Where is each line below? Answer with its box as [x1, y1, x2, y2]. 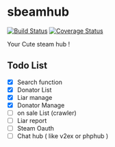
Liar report [16, 117, 47, 125]
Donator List [16, 85, 52, 94]
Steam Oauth [16, 124, 55, 133]
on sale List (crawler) [16, 109, 77, 117]
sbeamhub [7, 4, 70, 20]
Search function [16, 78, 63, 86]
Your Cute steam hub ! [7, 40, 71, 48]
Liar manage [16, 93, 53, 101]
